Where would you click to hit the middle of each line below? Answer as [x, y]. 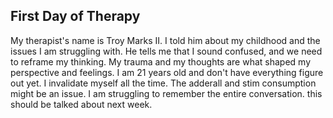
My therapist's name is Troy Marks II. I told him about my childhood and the [165, 40]
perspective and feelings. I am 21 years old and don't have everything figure [167, 72]
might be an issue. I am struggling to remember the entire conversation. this [166, 93]
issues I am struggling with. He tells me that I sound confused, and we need [166, 51]
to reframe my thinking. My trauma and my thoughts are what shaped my [160, 61]
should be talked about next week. [81, 104]
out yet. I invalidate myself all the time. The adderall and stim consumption [163, 83]
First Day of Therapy [75, 16]
